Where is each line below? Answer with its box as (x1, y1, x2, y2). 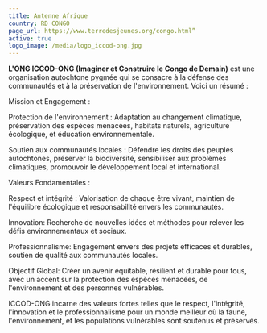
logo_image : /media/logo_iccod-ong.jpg (8, 42, 142, 50)
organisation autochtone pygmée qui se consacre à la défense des (8, 73, 229, 82)
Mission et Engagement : (8, 97, 91, 106)
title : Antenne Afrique (8, 11, 88, 20)
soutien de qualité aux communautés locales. (8, 251, 158, 260)
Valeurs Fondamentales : (8, 178, 91, 188)
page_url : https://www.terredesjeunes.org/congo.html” (8, 27, 196, 35)
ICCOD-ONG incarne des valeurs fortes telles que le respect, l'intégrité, (8, 299, 245, 309)
